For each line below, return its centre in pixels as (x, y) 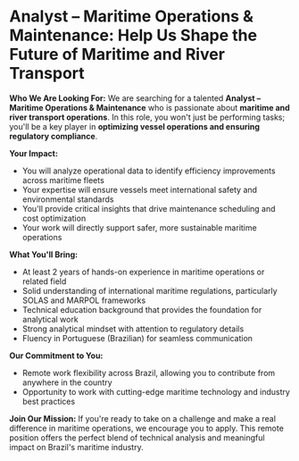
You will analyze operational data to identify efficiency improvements (149, 171)
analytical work (50, 319)
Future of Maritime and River (117, 54)
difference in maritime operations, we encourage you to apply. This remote (146, 428)
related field (44, 281)
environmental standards (68, 199)
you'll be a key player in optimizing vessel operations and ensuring (135, 126)
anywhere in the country (67, 382)
